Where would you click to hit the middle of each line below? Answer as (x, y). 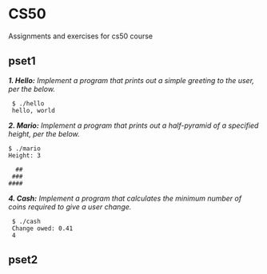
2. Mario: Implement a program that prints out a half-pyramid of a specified (133, 125)
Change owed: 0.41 (42, 228)
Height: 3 (25, 155)
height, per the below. (44, 133)
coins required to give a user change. (70, 206)
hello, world (34, 110)
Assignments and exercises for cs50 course (81, 36)
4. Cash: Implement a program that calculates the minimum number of (125, 198)
